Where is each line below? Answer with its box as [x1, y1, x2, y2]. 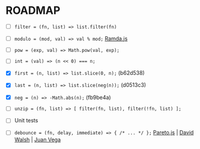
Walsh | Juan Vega [14, 136, 61, 143]
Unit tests [14, 117, 38, 124]
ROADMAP [5, 4, 61, 17]
